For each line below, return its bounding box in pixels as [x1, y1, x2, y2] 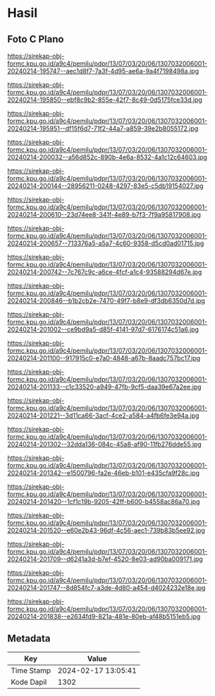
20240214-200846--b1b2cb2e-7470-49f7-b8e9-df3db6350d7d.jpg [7, 297, 206, 305]
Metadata [7, 632, 51, 644]
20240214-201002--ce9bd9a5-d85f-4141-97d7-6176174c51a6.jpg [7, 325, 199, 334]
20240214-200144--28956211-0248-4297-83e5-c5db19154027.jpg [7, 182, 204, 190]
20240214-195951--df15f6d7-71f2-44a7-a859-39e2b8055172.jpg [7, 124, 199, 132]
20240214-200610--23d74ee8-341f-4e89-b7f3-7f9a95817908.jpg [7, 211, 201, 218]
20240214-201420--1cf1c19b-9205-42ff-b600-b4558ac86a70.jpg [7, 497, 200, 506]
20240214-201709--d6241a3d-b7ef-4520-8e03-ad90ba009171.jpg [7, 555, 203, 563]
